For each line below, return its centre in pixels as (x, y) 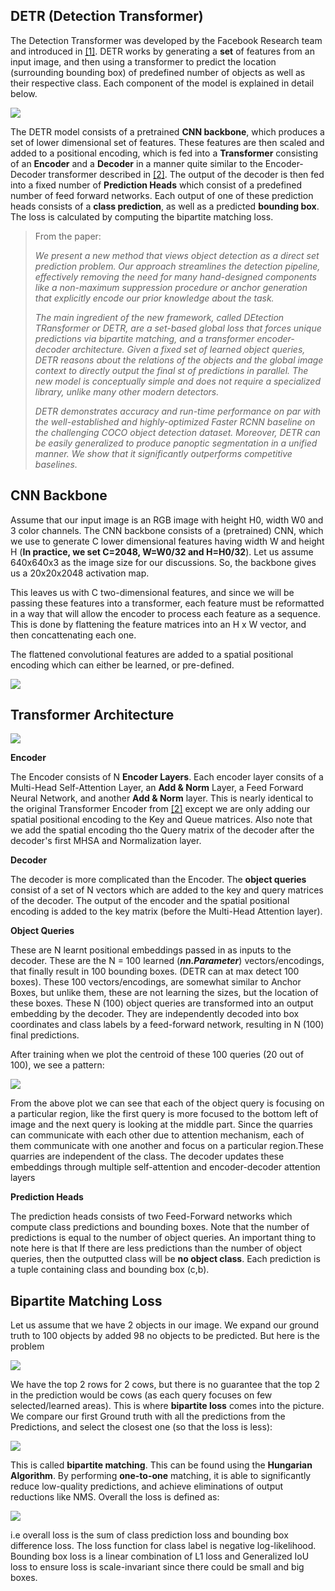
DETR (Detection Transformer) (107, 16)
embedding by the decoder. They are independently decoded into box (155, 1014)
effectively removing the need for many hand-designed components (175, 276)
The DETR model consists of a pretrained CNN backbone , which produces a (167, 131)
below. (24, 93)
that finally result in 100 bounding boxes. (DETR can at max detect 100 (155, 971)
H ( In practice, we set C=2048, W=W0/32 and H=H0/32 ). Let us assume (162, 551)
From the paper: (68, 236)
